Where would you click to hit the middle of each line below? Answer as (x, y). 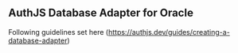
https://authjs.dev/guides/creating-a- (169, 32)
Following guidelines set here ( (59, 32)
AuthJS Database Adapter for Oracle (101, 13)
